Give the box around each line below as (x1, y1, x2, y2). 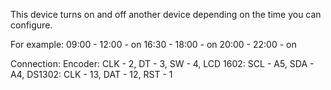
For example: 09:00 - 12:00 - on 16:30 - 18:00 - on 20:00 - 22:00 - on (10, 39, 297, 50)
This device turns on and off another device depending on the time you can (10, 9, 322, 20)
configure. (10, 19, 53, 31)
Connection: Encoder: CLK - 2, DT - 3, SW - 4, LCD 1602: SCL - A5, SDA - (10, 58, 315, 69)
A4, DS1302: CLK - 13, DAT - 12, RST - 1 (10, 69, 173, 80)
